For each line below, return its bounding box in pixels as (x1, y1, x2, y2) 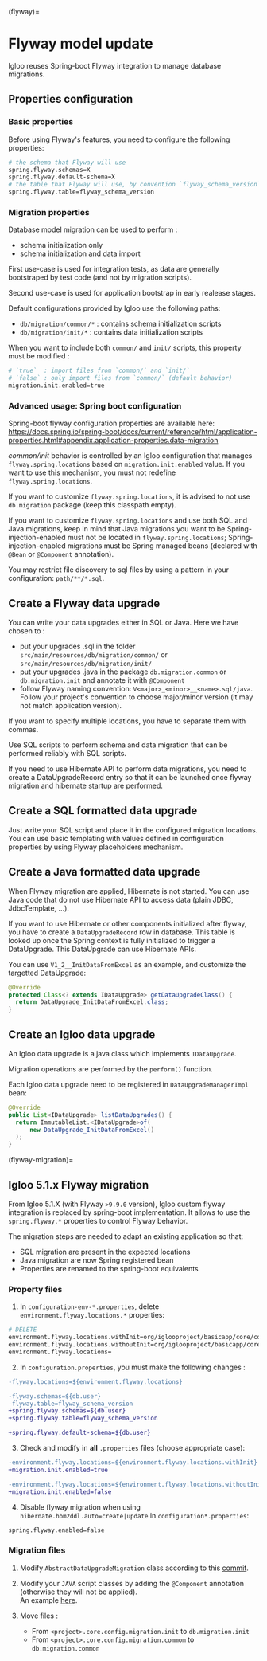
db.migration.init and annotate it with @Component (19, 676, 185, 685)
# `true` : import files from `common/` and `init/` (8, 366, 191, 375)
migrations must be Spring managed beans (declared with (67, 541, 258, 550)
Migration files (8, 1545, 66, 1556)
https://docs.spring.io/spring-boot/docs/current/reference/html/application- (8, 427, 257, 437)
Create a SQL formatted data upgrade (8, 804, 198, 817)
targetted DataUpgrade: (8, 968, 86, 977)
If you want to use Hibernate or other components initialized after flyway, (8, 919, 247, 928)
